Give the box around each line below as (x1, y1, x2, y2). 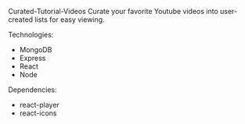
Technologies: (8, 30, 54, 39)
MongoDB (19, 45, 52, 54)
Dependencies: (8, 85, 57, 94)
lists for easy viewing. (34, 15, 105, 24)
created (8, 15, 34, 24)
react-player (19, 101, 60, 109)
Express (19, 54, 46, 62)
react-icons (19, 108, 57, 118)
